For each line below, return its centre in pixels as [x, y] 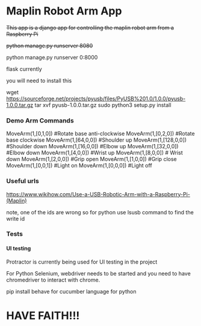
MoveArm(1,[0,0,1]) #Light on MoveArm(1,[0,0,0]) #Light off [79, 166]
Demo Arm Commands [40, 120]
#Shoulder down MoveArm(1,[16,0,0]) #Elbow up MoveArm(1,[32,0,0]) [92, 146]
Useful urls [23, 181]
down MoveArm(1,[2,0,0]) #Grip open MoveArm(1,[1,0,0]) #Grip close [91, 159]
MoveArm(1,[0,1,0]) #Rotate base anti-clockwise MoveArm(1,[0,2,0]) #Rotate [100, 134]
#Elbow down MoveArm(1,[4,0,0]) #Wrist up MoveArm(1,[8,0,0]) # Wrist [95, 153]
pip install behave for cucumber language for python [71, 291]
